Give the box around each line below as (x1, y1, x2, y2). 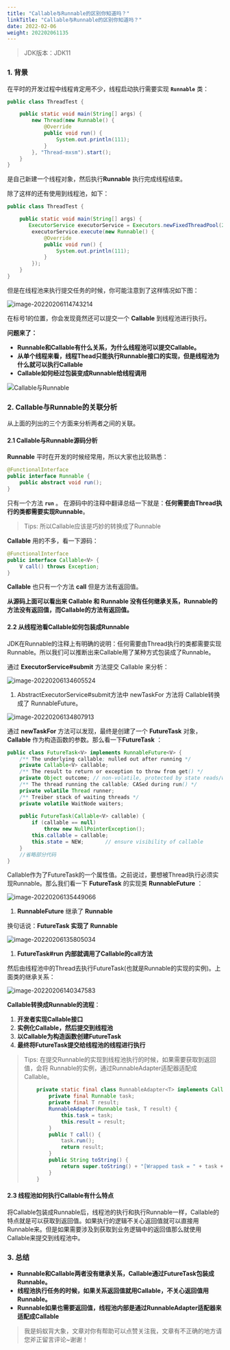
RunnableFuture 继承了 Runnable (16, 907, 113, 916)
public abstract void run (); (19, 479, 103, 486)
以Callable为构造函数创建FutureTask (16, 1032, 122, 1041)
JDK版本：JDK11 (23, 49, 71, 57)
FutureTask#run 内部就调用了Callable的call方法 (16, 949, 153, 958)
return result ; (60, 1144, 104, 1151)
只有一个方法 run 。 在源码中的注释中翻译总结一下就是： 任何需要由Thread (7, 499, 217, 507)
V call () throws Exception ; (19, 563, 99, 570)
